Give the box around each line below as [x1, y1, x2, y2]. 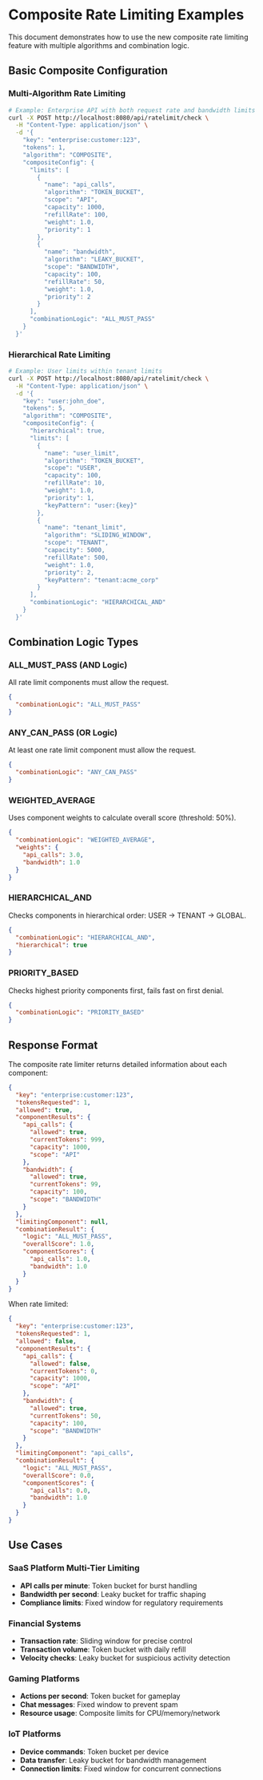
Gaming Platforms [8, 1673, 80, 1684]
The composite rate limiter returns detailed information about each [8, 1059, 228, 1068]
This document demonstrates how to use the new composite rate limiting [8, 32, 249, 42]
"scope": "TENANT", [43, 539, 110, 547]
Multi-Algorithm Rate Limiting [8, 88, 126, 99]
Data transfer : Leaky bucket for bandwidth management [19, 1755, 207, 1765]
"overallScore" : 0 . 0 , [22, 1471, 94, 1479]
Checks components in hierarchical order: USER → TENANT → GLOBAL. [8, 910, 246, 920]
